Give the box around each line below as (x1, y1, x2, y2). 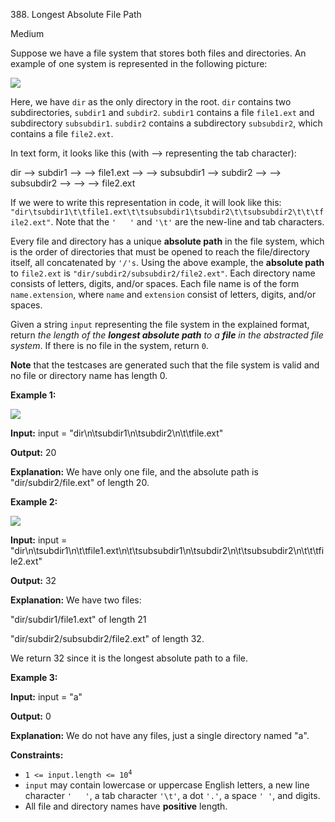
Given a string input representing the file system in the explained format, (10, 319, 310, 330)
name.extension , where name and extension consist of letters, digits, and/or (10, 289, 317, 300)
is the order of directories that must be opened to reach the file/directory (10, 246, 310, 258)
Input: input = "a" (10, 691, 83, 703)
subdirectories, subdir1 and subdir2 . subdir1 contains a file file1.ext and (10, 107, 315, 118)
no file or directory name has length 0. (10, 370, 168, 381)
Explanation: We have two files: (10, 594, 142, 606)
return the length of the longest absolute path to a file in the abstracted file (10, 329, 324, 341)
